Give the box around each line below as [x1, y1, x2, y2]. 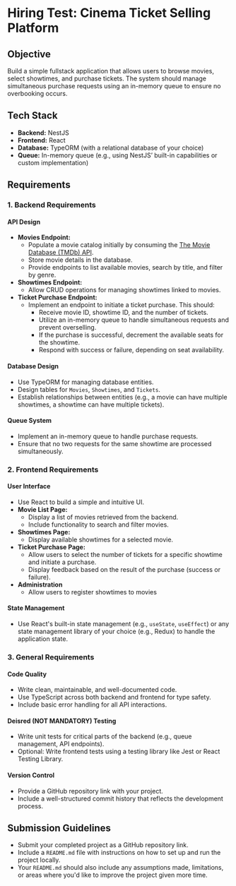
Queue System [7, 417, 52, 425]
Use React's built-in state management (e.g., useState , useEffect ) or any [17, 620, 230, 628]
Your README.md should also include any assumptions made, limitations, [17, 863, 224, 872]
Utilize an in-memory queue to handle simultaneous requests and [38, 316, 230, 324]
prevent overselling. [38, 323, 97, 332]
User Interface [7, 482, 51, 491]
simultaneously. [17, 447, 64, 455]
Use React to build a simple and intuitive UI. [17, 498, 145, 506]
